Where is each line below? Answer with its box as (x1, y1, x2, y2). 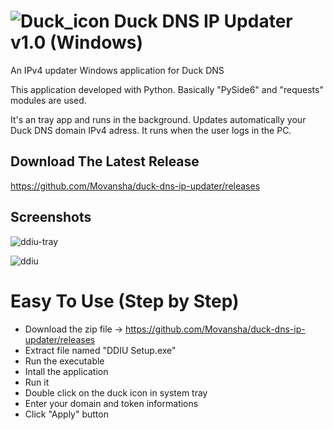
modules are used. (10, 94, 87, 106)
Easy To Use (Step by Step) (10, 290, 240, 312)
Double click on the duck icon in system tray (24, 386, 208, 399)
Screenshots (10, 209, 92, 226)
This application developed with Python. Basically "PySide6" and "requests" (10, 83, 324, 95)
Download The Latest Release (10, 153, 200, 170)
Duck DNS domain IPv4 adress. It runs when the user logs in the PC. (10, 124, 292, 136)
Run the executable (24, 355, 105, 367)
